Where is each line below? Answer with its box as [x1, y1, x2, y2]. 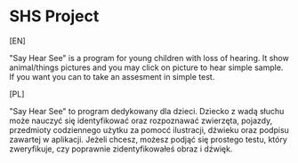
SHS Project [9, 6, 100, 27]
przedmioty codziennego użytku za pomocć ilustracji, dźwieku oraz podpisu [9, 124, 289, 135]
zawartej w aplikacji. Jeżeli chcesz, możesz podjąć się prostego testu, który [9, 134, 287, 144]
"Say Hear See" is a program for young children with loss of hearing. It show [9, 52, 289, 63]
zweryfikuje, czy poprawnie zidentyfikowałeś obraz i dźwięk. [9, 144, 233, 154]
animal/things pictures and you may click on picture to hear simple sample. [9, 62, 284, 73]
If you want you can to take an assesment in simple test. [9, 71, 215, 81]
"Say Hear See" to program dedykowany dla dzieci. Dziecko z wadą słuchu [9, 105, 285, 116]
